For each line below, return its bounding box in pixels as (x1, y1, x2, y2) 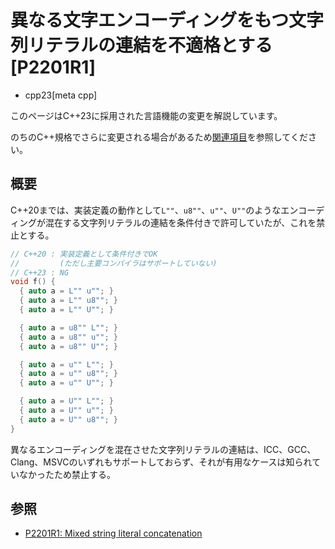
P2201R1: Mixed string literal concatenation (24, 527, 203, 540)
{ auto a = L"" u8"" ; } (19, 296, 118, 306)
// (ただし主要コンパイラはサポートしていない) (10, 258, 218, 268)
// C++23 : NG (10, 267, 70, 278)
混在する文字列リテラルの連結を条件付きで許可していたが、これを (44, 216, 317, 228)
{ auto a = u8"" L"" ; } (19, 322, 118, 333)
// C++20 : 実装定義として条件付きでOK (10, 249, 158, 259)
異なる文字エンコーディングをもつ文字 (10, 9, 324, 32)
